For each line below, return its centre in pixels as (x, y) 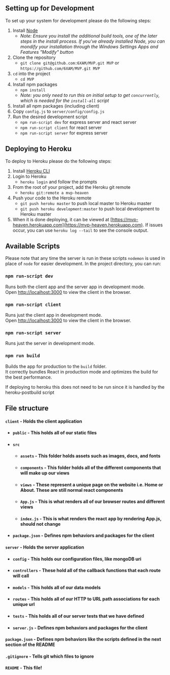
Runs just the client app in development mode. (54, 315)
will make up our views (45, 473)
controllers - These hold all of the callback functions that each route (87, 570)
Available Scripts (32, 246)
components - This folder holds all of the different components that (91, 467)
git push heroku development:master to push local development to (90, 209)
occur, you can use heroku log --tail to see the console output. (80, 230)
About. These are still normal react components (72, 490)
